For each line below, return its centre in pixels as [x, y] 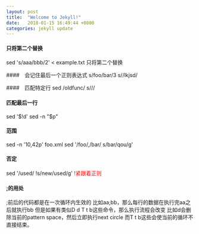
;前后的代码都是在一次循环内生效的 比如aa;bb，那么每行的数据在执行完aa [96, 202]
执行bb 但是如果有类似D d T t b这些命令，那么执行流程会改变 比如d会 [101, 210]
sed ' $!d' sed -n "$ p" [32, 116]
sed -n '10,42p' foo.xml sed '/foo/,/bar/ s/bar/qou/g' [70, 144]
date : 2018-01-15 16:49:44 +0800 [50, 23]
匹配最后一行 [22, 103]
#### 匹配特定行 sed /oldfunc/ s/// [51, 88]
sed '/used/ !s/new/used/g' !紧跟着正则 [54, 173]
